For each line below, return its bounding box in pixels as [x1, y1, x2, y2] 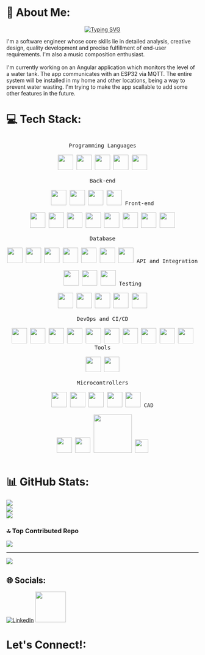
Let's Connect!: [6, 638, 87, 652]
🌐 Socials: [6, 575, 46, 585]
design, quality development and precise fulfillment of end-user [6, 44, 167, 51]
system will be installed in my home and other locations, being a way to [6, 77, 185, 84]
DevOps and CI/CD [76, 315, 129, 322]
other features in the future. [6, 89, 76, 97]
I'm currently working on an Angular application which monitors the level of [6, 64, 195, 71]
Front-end [124, 200, 154, 207]
